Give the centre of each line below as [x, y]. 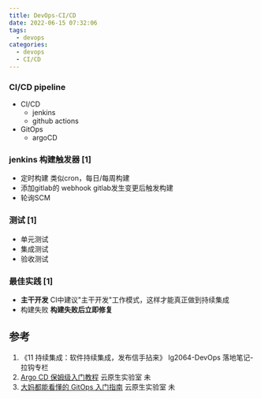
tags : [18, 30]
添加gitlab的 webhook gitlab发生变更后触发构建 [97, 188]
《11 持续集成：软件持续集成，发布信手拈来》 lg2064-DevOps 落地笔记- [137, 357]
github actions [56, 121]
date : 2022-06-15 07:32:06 [53, 23]
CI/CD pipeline [37, 87]
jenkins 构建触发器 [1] [50, 160]
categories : [28, 45]
